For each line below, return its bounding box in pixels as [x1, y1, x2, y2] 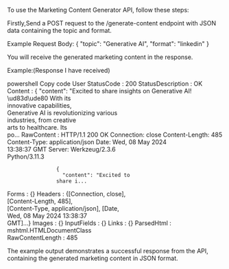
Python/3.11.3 [7, 152, 45, 161]
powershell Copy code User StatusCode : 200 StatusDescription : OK [7, 80, 203, 88]
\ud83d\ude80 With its [7, 94, 71, 102]
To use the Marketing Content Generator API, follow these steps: [7, 6, 190, 14]
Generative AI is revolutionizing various [7, 109, 118, 117]
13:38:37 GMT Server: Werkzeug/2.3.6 [7, 145, 116, 153]
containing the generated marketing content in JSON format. [7, 254, 178, 262]
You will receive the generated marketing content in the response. [7, 53, 193, 61]
